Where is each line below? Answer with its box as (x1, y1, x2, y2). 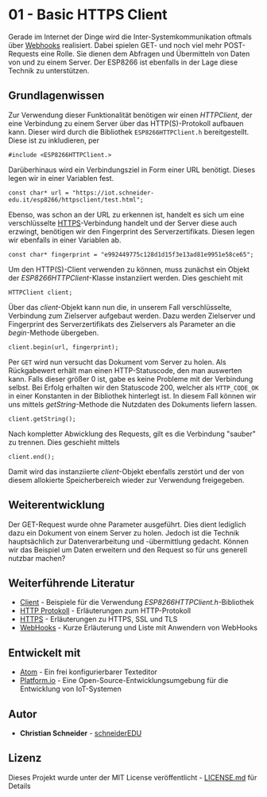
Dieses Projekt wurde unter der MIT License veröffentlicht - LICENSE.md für (8, 772, 257, 782)
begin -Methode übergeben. (8, 328, 99, 337)
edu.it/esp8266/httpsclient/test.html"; (8, 195, 145, 204)
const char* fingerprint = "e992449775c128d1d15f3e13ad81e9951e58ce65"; (8, 250, 254, 258)
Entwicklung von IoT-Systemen (19, 684, 122, 694)
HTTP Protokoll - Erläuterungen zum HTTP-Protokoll (19, 606, 192, 615)
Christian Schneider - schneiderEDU (19, 728, 142, 738)
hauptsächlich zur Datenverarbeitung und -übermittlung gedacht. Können (8, 536, 249, 546)
